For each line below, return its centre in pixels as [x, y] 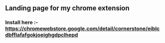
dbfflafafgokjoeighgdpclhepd [42, 35]
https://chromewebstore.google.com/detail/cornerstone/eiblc [82, 28]
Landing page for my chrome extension [67, 8]
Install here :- [22, 22]
